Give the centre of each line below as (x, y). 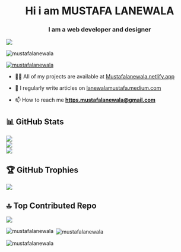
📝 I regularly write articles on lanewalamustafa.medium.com (88, 88)
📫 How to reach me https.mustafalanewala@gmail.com (85, 100)
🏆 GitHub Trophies (42, 170)
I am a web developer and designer (100, 30)
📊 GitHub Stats (35, 122)
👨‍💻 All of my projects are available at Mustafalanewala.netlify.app (95, 77)
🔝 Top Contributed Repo (51, 205)
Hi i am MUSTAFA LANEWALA (100, 11)
